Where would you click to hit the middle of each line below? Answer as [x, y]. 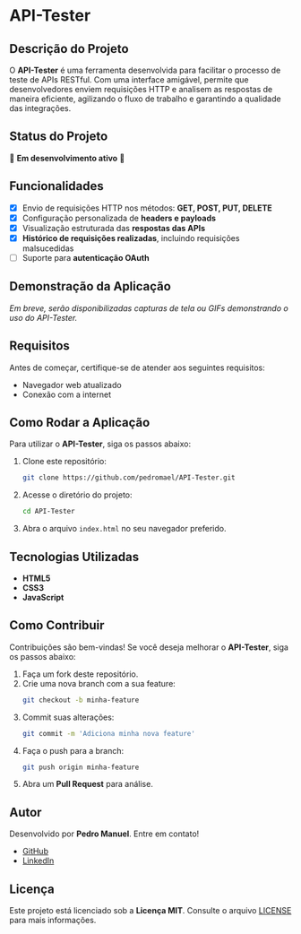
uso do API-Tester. [43, 317]
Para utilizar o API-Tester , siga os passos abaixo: [100, 444]
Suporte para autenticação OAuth [86, 257]
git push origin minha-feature [81, 767]
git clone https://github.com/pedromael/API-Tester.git [129, 478]
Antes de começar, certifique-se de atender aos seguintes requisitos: [138, 368]
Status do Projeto [59, 137]
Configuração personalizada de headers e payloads [119, 218]
